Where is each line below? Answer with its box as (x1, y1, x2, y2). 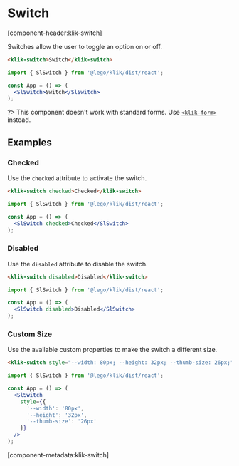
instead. (7, 115, 31, 124)
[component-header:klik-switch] (7, 29, 102, 37)
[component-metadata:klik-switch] (7, 450, 109, 459)
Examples (7, 136, 52, 148)
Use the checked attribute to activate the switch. (7, 174, 147, 182)
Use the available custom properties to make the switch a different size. (7, 346, 218, 354)
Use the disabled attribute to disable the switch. (7, 259, 148, 268)
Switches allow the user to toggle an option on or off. (7, 42, 162, 51)
